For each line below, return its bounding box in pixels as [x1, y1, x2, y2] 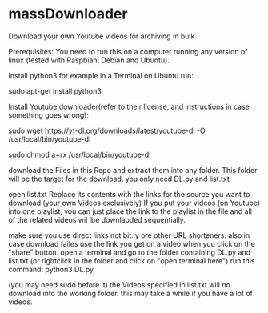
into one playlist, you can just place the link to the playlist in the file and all [8, 206, 252, 216]
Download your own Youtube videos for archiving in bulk [8, 31, 195, 41]
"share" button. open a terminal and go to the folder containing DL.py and [8, 247, 251, 257]
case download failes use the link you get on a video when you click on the [8, 239, 256, 248]
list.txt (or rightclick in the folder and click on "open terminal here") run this [8, 255, 255, 265]
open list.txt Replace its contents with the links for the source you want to [8, 189, 250, 199]
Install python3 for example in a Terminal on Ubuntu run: [8, 70, 194, 80]
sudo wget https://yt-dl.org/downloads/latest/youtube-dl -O [8, 126, 206, 135]
